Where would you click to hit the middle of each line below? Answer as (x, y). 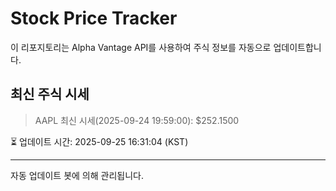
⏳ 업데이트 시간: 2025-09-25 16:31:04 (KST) (99, 141)
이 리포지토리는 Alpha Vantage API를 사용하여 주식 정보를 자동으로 (141, 47)
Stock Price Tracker (94, 18)
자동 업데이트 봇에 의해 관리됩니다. (77, 175)
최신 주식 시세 (50, 94)
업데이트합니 (297, 47)
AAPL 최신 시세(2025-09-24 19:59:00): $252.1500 (137, 120)
